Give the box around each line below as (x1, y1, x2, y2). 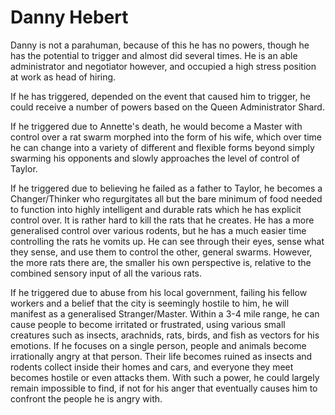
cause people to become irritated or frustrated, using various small (10, 318, 286, 330)
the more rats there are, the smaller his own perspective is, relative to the (10, 256, 312, 268)
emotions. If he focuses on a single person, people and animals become (10, 339, 307, 351)
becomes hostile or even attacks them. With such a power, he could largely (10, 371, 320, 383)
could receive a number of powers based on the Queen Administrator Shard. (10, 101, 325, 113)
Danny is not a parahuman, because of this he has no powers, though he (10, 39, 310, 51)
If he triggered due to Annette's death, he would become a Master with (10, 120, 303, 132)
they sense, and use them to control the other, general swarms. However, (10, 246, 313, 258)
